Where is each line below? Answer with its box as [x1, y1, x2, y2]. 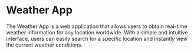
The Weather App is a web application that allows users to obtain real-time [6, 23, 188, 30]
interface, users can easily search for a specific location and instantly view [6, 35, 188, 42]
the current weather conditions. [6, 41, 83, 48]
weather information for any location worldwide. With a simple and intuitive [6, 29, 188, 36]
